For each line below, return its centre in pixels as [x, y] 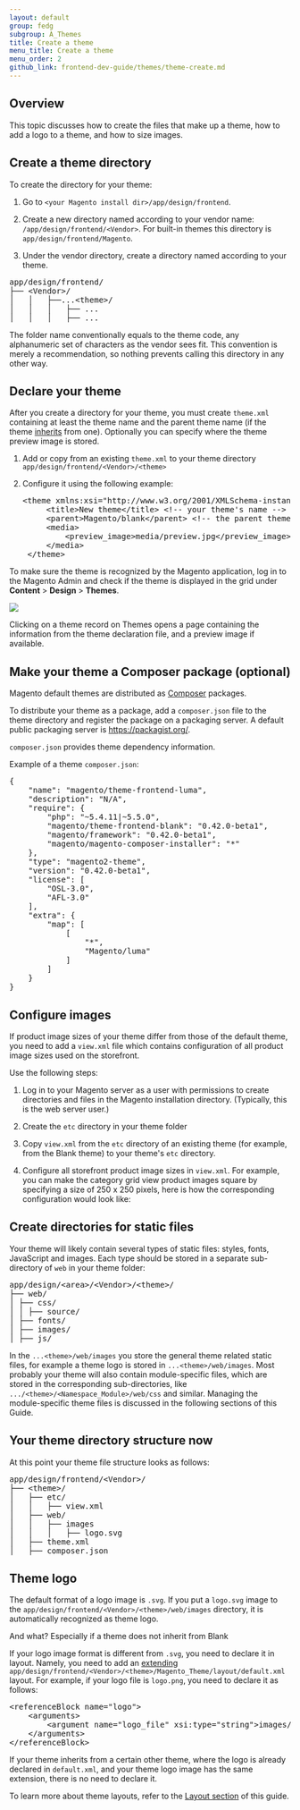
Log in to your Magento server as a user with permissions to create [146, 1090]
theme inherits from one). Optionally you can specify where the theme [138, 432]
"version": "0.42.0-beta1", [89, 871]
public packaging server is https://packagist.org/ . [100, 730]
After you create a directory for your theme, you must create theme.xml [139, 413]
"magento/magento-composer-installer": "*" [144, 844]
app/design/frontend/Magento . [78, 238]
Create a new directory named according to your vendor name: [138, 219]
